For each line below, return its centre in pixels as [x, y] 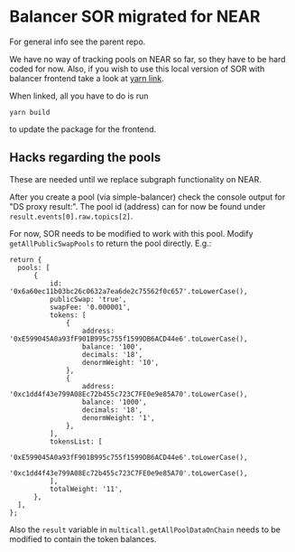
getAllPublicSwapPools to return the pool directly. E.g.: [111, 243]
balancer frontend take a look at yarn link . [87, 78]
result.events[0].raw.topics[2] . [71, 216]
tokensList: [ [76, 441]
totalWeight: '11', [86, 489]
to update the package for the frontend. [83, 129]
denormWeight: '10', [120, 362]
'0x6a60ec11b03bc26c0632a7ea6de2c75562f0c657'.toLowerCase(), [129, 291]
